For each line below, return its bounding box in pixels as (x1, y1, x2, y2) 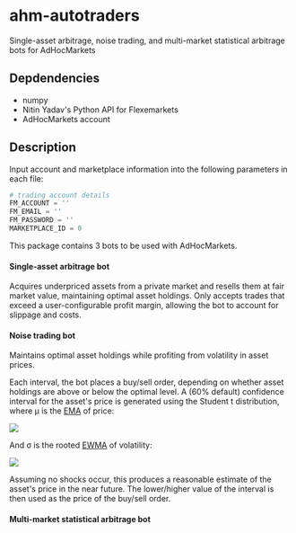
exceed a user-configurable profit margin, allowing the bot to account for (9, 300, 279, 311)
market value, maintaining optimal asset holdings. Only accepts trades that (9, 290, 285, 301)
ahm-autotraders (9, 5, 141, 26)
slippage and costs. (9, 309, 83, 320)
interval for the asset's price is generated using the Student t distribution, (9, 396, 280, 407)
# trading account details (9, 191, 110, 200)
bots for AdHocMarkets (9, 44, 96, 55)
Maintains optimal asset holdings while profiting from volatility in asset (9, 350, 269, 360)
